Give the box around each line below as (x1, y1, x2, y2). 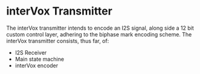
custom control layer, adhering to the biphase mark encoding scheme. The (6, 30, 192, 38)
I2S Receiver (15, 49, 47, 56)
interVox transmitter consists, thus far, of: (6, 37, 109, 44)
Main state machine (15, 55, 65, 62)
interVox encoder (15, 62, 59, 69)
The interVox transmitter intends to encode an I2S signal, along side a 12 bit (6, 24, 195, 32)
